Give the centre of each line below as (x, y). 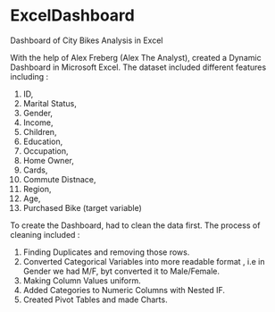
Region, (37, 189)
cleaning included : (45, 234)
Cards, (35, 170)
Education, (43, 141)
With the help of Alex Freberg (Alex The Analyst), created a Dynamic (136, 57)
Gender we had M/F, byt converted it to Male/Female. (121, 271)
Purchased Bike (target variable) (82, 207)
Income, (38, 122)
